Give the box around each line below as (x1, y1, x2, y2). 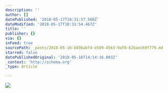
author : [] (5, 12, 29, 17)
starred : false (5, 50, 38, 55)
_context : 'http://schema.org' (5, 59, 72, 65)
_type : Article (5, 64, 38, 69)
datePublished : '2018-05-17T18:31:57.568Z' (5, 17, 100, 22)
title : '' (5, 26, 27, 32)
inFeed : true (5, 41, 33, 46)
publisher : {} (5, 31, 36, 36)
